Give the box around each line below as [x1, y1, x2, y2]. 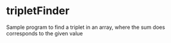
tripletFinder [6, 4, 70, 18]
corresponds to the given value [6, 29, 83, 37]
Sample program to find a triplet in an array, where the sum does [6, 24, 166, 31]
